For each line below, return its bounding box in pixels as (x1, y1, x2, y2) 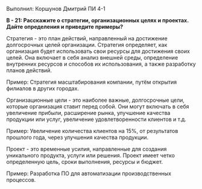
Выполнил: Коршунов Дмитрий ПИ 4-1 (6, 5, 106, 12)
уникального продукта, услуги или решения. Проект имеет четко (6, 152, 175, 159)
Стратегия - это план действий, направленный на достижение (6, 35, 168, 42)
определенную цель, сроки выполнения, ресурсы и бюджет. (6, 158, 163, 165)
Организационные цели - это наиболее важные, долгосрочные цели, (6, 96, 185, 104)
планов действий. (6, 67, 52, 74)
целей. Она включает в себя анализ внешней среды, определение (6, 54, 178, 61)
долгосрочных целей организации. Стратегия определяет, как (6, 42, 168, 48)
